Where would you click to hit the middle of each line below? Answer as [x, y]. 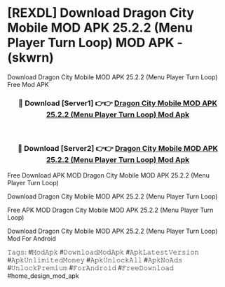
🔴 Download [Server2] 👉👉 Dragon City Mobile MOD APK [118, 149]
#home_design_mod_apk [43, 276]
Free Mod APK [28, 84]
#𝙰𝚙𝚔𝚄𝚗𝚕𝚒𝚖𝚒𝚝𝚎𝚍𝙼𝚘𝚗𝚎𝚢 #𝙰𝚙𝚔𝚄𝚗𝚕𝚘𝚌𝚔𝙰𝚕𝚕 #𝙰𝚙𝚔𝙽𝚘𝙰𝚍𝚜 [95, 260]
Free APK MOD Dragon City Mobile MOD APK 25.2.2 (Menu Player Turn [110, 210]
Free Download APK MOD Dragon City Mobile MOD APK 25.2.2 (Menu [109, 175]
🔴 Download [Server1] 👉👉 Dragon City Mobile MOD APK [118, 103]
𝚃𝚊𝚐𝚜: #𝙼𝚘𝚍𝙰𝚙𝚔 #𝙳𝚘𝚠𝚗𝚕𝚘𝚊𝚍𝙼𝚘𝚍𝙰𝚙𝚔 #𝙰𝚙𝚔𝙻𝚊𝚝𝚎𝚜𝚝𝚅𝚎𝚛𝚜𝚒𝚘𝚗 [103, 252]
